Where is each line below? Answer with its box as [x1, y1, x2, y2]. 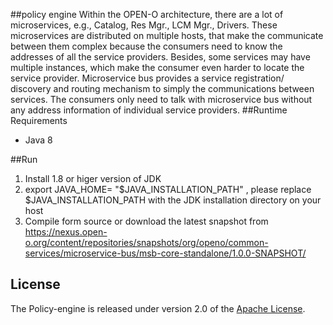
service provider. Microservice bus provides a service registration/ [10, 72, 285, 84]
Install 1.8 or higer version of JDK [24, 173, 162, 184]
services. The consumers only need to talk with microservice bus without [10, 94, 313, 105]
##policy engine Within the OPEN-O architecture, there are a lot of [10, 9, 284, 20]
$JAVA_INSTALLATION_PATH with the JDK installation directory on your [24, 194, 322, 206]
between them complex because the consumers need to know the [10, 40, 283, 52]
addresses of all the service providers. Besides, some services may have [10, 51, 311, 63]
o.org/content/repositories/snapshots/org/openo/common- [24, 237, 269, 248]
